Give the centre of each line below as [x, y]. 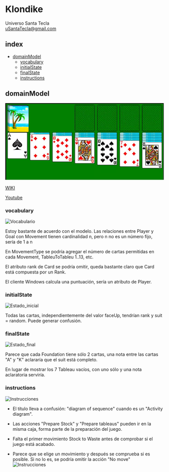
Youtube [14, 198]
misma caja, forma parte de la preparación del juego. [67, 429]
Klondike [24, 9]
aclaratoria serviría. [25, 375]
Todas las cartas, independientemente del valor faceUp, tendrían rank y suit [84, 316]
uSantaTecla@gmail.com [31, 28]
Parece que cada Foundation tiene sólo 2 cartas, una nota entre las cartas [82, 354]
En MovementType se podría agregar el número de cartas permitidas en [80, 251]
